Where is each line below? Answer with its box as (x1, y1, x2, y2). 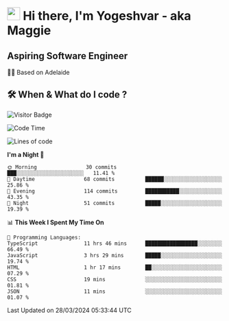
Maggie (7, 23, 51, 38)
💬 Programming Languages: (7, 234, 81, 241)
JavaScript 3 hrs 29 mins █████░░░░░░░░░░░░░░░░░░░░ (7, 252, 223, 259)
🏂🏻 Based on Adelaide (7, 69, 70, 76)
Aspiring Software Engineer (7, 50, 128, 62)
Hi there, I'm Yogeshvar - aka (23, 8, 192, 24)
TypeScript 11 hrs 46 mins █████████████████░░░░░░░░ (7, 240, 223, 247)
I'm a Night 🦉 (7, 150, 45, 158)
